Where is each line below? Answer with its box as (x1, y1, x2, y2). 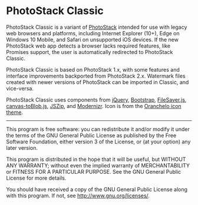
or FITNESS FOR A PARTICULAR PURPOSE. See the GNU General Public (6, 168, 181, 175)
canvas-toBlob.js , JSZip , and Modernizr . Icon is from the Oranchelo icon (6, 102, 181, 109)
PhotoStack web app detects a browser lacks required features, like (6, 42, 171, 49)
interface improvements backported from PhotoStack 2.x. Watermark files (6, 72, 186, 79)
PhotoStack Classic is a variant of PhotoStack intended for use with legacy (6, 23, 187, 31)
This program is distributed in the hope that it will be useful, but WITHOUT (6, 156, 186, 163)
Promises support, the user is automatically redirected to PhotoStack (6, 48, 173, 55)
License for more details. (6, 174, 67, 182)
